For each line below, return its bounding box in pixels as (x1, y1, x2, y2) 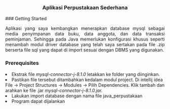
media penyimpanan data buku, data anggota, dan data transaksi (5, 31, 165, 37)
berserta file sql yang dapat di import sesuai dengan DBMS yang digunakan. (5, 47, 164, 53)
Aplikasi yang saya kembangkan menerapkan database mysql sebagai (5, 25, 165, 31)
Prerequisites (5, 60, 39, 67)
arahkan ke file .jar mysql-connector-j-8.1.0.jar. (5, 87, 103, 93)
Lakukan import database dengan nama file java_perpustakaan (12, 93, 143, 99)
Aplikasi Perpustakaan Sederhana (42, 4, 128, 11)
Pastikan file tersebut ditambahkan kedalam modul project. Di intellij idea (12, 77, 163, 83)
